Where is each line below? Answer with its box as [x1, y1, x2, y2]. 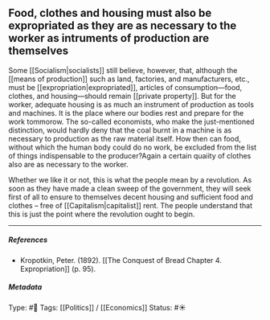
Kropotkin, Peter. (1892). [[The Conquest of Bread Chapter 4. [19, 255, 223, 265]
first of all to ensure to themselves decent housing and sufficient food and [8, 192, 253, 202]
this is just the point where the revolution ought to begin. [8, 209, 195, 219]
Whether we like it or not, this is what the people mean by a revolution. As [8, 174, 252, 184]
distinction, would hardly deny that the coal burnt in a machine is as [8, 125, 232, 135]
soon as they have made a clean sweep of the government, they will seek [8, 183, 252, 193]
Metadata [8, 282, 43, 292]
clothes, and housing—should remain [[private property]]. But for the [8, 91, 236, 101]
